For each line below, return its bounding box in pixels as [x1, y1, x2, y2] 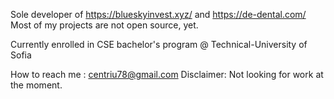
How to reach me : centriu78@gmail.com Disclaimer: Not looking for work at [10, 69, 324, 80]
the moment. [10, 79, 63, 91]
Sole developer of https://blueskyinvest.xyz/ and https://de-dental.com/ [10, 9, 307, 20]
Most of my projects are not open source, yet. [10, 19, 199, 31]
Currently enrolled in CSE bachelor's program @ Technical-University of [10, 39, 308, 50]
